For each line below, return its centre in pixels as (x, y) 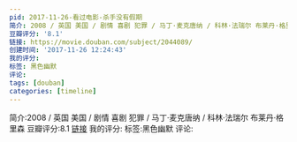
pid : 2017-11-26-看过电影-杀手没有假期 (76, 17)
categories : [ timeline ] (53, 91)
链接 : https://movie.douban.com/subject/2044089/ (101, 42)
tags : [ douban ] (37, 83)
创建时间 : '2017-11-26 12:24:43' (68, 50)
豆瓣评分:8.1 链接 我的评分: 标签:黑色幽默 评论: (110, 128)
